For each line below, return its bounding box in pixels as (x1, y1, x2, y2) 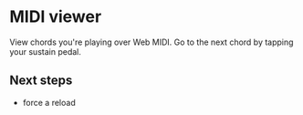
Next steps (9, 73, 73, 89)
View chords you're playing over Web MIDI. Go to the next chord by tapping (9, 37, 294, 47)
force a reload (22, 97, 76, 108)
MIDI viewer (9, 6, 102, 27)
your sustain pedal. (9, 46, 82, 57)
